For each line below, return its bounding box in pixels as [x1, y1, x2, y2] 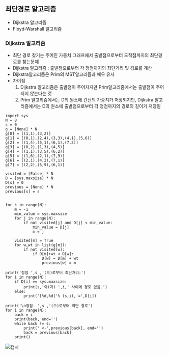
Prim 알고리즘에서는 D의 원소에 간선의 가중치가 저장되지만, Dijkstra [20, 97, 154, 103]
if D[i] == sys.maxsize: [14, 279, 67, 284]
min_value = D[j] [32, 225, 70, 230]
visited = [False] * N [5, 171, 53, 177]
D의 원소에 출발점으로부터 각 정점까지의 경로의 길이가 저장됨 [42, 103, 161, 110]
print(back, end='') [14, 317, 58, 322]
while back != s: [14, 321, 51, 326]
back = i [14, 312, 33, 317]
